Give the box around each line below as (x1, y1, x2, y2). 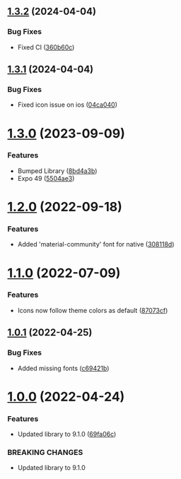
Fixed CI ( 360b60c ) (17, 42, 75, 52)
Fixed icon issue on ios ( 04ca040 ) (17, 100, 118, 109)
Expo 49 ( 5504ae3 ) (17, 174, 75, 182)
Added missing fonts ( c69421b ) (17, 364, 110, 372)
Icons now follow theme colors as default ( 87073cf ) (17, 306, 168, 314)
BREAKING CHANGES (7, 447, 83, 457)
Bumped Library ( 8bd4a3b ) (17, 166, 98, 175)
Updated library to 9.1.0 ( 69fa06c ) (17, 430, 117, 438)
